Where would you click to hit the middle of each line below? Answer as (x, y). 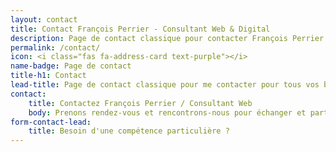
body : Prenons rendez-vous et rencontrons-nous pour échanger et (167, 112)
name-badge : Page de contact (71, 66)
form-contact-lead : (51, 122)
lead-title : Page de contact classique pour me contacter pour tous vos (165, 85)
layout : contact (44, 19)
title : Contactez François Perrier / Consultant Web (140, 103)
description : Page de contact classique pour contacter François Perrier (167, 38)
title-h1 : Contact (48, 76)
